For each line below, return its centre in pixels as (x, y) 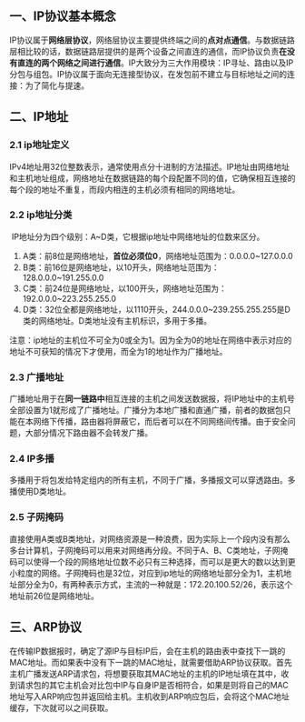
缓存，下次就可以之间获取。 (61, 707)
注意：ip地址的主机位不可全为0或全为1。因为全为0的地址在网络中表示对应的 (151, 340)
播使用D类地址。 (40, 491)
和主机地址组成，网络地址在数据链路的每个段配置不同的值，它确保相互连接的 (152, 178)
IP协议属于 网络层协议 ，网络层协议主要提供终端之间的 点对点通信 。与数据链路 (152, 40)
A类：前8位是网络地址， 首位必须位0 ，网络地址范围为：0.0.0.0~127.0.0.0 (157, 256)
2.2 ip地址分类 (41, 215)
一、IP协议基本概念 (63, 16)
